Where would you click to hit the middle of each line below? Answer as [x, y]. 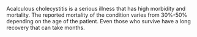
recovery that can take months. [46, 27]
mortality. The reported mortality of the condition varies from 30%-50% [97, 15]
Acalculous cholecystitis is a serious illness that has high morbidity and [96, 9]
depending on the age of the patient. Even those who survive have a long [98, 21]
